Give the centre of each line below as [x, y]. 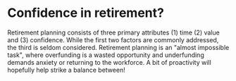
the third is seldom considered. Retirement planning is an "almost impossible [118, 47]
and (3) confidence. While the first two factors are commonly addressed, [113, 39]
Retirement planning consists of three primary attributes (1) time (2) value [113, 32]
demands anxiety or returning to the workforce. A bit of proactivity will [109, 62]
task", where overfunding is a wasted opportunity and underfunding [106, 55]
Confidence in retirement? [86, 13]
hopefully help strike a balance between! [66, 70]
